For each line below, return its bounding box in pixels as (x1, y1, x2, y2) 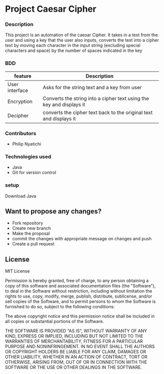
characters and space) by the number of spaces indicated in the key (5, 48, 143, 53)
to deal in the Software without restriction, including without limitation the (5, 288, 152, 294)
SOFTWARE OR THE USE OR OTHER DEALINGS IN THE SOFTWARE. (5, 364, 142, 371)
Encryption (7, 98, 33, 105)
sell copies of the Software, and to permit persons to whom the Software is (5, 299, 156, 304)
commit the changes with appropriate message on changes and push (12, 236, 152, 242)
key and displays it (42, 101, 85, 108)
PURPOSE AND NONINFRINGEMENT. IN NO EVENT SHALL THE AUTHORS (5, 344, 155, 349)
